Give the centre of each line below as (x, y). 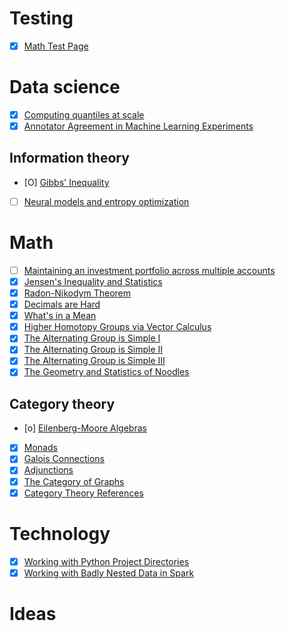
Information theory (69, 158)
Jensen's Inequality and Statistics (93, 281)
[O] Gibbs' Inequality (66, 182)
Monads (40, 448)
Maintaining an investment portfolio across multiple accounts (149, 270)
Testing (41, 18)
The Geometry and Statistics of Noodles (106, 372)
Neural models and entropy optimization (106, 201)
